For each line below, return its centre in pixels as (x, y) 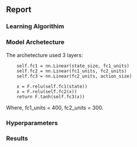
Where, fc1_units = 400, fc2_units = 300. (55, 108)
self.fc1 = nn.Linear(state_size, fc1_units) (73, 66)
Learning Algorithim (35, 26)
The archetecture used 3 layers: (44, 55)
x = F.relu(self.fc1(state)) (52, 86)
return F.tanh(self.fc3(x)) (51, 96)
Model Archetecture (35, 42)
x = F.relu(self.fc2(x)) (47, 91)
